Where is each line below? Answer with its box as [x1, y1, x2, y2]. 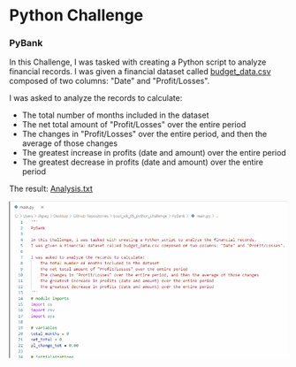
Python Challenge [9, 5, 144, 26]
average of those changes [21, 138, 118, 149]
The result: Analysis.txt [9, 183, 93, 195]
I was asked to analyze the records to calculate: [9, 93, 183, 103]
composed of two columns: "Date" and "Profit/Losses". [9, 76, 210, 87]
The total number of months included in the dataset [21, 110, 209, 120]
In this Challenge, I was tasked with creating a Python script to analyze [9, 57, 267, 67]
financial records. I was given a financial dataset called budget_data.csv [9, 66, 271, 77]
